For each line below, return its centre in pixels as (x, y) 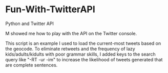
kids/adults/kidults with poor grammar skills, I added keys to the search (81, 54)
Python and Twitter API (29, 23)
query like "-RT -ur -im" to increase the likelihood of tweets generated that (84, 59)
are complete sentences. (31, 65)
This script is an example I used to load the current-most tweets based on (83, 43)
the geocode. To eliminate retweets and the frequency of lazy (70, 48)
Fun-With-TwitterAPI (50, 9)
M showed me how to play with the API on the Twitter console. (71, 33)
